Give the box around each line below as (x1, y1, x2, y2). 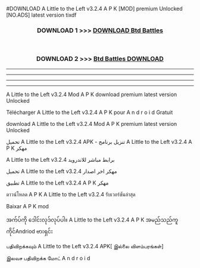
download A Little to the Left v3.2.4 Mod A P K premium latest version (6, 120, 177, 127)
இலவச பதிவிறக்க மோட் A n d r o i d (6, 254, 90, 261)
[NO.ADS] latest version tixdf (6, 11, 77, 19)
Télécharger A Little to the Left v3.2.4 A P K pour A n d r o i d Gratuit (6, 109, 173, 116)
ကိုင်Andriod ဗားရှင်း (6, 227, 54, 235)
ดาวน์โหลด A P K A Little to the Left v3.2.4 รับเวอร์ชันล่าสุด (6, 190, 136, 198)
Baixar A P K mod (6, 202, 49, 210)
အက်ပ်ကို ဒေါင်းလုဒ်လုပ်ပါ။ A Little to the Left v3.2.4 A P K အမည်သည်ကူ (6, 216, 179, 223)
